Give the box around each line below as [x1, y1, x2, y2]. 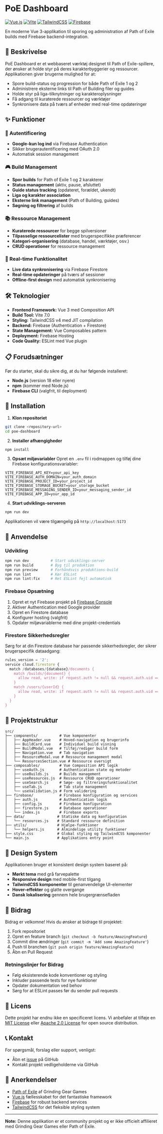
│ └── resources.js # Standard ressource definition [5, 818, 125, 823]
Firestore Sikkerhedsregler [5, 632, 69, 638]
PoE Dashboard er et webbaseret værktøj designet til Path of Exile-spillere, [5, 60, 155, 66]
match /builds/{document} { [14, 671, 70, 676]
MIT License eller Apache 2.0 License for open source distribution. [5, 1020, 138, 1026]
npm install [5, 447, 29, 452]
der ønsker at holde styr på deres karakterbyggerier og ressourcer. [5, 66, 139, 72]
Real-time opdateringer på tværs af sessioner [12, 272, 105, 278]
